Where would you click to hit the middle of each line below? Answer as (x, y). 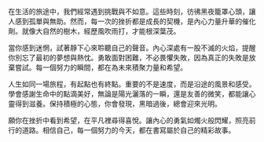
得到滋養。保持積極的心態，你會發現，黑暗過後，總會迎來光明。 (118, 104)
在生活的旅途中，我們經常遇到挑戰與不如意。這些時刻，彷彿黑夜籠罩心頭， (128, 11)
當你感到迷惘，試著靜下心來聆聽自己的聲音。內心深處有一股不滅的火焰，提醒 (132, 48)
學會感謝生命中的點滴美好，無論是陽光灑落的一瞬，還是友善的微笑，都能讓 (128, 94)
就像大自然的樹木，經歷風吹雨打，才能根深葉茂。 (101, 31)
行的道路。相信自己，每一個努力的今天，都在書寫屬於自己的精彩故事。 (122, 130)
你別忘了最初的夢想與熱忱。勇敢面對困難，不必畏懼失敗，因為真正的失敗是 (128, 58)
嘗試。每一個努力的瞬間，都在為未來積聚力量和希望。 (101, 67)
